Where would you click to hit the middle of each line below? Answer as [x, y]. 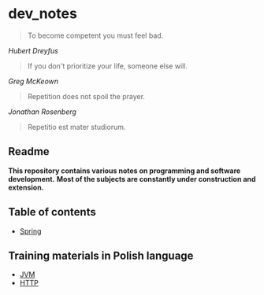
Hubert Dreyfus [33, 50]
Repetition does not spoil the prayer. [86, 96]
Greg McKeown [33, 81]
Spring [30, 231]
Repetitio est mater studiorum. [76, 127]
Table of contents [52, 212]
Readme [29, 151]
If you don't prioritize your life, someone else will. [107, 66]
